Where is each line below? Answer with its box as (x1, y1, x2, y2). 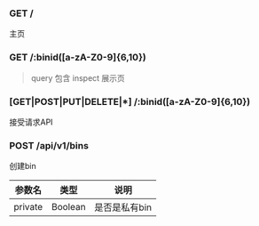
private (13, 201, 43, 214)
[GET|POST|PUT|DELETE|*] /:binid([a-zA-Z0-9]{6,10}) (9, 95, 251, 108)
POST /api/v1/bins (9, 139, 89, 151)
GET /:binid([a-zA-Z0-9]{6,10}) (9, 52, 146, 64)
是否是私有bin (94, 201, 153, 214)
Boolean (51, 201, 86, 214)
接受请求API (9, 117, 53, 127)
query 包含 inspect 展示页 (30, 72, 126, 83)
